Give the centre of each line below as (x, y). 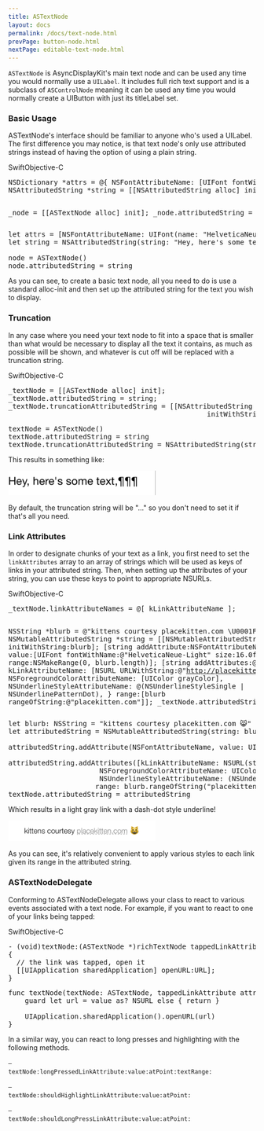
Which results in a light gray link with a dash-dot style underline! (112, 810)
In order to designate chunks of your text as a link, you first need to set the (129, 553)
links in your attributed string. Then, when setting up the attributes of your (128, 571)
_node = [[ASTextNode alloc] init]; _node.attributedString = (130, 213)
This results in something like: (56, 459)
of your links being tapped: (52, 916)
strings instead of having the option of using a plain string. (103, 152)
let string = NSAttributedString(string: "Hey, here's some (126, 242)
